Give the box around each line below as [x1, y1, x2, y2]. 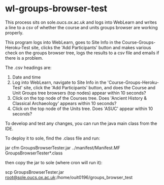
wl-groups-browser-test [5, 3, 107, 14]
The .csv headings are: [5, 65, 52, 71]
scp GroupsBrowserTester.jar [5, 169, 64, 175]
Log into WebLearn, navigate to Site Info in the [12, 79, 107, 85]
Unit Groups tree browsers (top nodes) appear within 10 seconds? [12, 90, 146, 96]
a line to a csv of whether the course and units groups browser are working [5, 24, 158, 30]
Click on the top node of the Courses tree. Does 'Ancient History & [12, 95, 147, 101]
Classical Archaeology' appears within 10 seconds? [12, 100, 117, 106]
